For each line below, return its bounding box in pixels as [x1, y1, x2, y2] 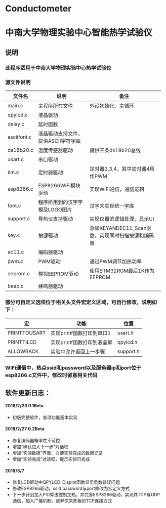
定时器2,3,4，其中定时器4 [89, 165, 150, 172]
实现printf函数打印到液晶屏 [50, 339, 113, 346]
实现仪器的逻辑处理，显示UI [89, 215, 154, 222]
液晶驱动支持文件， [38, 130, 83, 137]
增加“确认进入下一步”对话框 [12, 444, 69, 450]
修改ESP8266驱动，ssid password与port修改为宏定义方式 [12, 485, 130, 492]
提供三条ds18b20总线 [89, 147, 141, 154]
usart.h [117, 330, 134, 337]
